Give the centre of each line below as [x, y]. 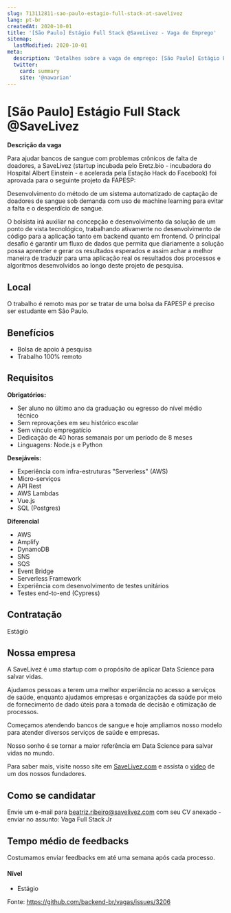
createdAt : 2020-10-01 [40, 26]
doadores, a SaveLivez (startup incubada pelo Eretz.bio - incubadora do [109, 166]
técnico [28, 415]
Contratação [35, 615]
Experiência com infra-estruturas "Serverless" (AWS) [92, 471]
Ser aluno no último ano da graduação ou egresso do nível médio [110, 408]
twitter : [26, 65]
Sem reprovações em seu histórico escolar [78, 422]
